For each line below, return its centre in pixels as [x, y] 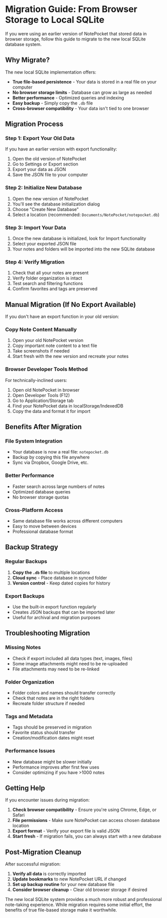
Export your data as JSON [39, 169]
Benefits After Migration [44, 427]
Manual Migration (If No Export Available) [71, 304]
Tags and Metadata [29, 716]
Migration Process [34, 124]
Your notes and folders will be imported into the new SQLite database [84, 249]
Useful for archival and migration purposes [56, 617]
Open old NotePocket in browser [46, 390]
